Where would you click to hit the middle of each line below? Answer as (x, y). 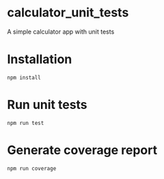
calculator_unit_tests (68, 13)
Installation (40, 59)
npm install (24, 77)
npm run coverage (32, 168)
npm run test (26, 123)
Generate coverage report (82, 150)
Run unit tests (47, 105)
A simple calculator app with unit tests (61, 32)
